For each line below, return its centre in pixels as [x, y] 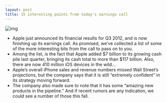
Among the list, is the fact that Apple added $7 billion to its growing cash [87, 54]
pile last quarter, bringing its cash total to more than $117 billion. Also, [83, 59]
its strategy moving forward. [41, 80]
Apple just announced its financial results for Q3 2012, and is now [80, 38]
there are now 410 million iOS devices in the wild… [64, 64]
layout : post [19, 10]
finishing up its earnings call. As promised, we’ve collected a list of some [87, 43]
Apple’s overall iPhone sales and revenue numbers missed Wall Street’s [85, 69]
